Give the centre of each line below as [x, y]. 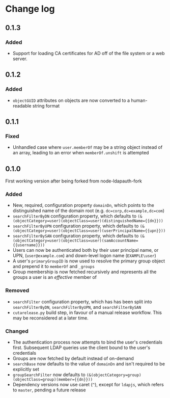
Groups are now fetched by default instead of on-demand [73, 358]
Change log [30, 9]
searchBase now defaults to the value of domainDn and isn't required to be [89, 364]
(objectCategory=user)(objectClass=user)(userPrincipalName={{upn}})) [89, 231]
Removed [17, 290]
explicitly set [26, 369]
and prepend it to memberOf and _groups [54, 267]
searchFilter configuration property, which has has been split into [82, 302]
